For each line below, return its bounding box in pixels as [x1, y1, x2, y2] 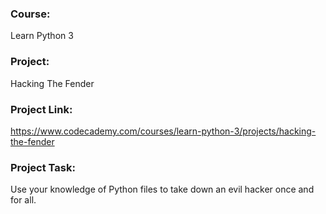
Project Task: [10, 160, 76, 174]
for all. [10, 194, 37, 206]
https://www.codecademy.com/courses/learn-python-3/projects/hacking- [10, 125, 317, 137]
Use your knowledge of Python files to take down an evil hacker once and [10, 183, 315, 196]
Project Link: [10, 102, 73, 116]
